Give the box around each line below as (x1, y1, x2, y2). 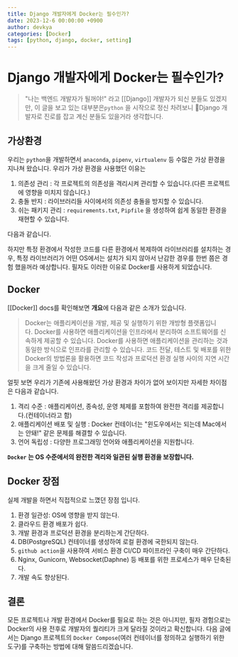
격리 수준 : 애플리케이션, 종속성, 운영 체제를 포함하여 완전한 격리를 (17, 402, 200, 411)
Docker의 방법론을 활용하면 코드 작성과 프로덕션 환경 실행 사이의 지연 (24, 354, 217, 362)
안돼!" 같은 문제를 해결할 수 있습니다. (25, 428, 127, 437)
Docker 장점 (7, 475, 60, 487)
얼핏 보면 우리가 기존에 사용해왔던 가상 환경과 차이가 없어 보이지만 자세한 (7, 378, 208, 386)
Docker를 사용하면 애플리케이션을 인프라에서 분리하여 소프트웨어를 (34, 327, 219, 336)
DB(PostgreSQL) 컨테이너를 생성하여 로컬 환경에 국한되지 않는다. (17, 537, 199, 545)
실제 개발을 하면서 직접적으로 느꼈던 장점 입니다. (7, 495, 141, 504)
